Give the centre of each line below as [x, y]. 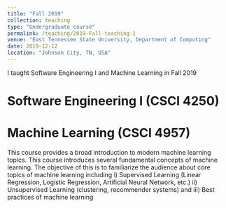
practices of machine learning [50, 197]
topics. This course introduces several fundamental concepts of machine [113, 160]
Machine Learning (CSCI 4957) [99, 133]
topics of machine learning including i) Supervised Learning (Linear [104, 175]
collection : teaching [39, 20]
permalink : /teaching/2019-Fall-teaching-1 [72, 33]
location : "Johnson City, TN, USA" [59, 53]
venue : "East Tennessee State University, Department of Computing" [109, 40]
